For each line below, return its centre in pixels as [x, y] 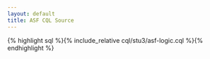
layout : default [31, 14]
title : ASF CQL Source [41, 20]
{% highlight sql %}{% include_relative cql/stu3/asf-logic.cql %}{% [105, 40]
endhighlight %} [31, 48]
